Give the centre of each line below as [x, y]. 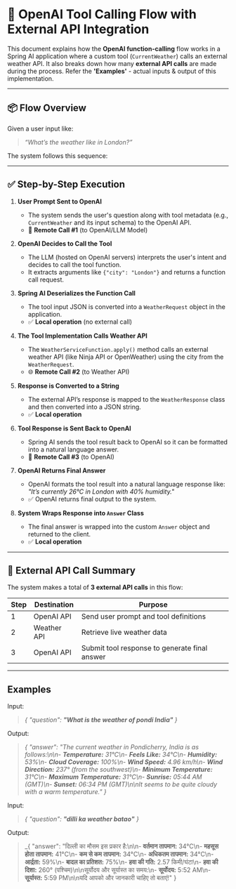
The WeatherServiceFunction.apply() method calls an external [118, 349]
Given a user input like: [40, 129]
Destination [54, 605]
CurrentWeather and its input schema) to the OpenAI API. [110, 222]
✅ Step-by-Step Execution [66, 184]
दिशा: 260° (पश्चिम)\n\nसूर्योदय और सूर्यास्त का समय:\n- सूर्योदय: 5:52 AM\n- [118, 870]
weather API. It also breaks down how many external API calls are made [112, 63]
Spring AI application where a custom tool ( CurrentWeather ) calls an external [117, 56]
